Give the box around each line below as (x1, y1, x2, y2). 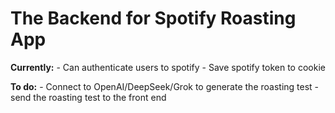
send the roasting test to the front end (10, 91, 167, 103)
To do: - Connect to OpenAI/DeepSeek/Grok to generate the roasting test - (10, 80, 320, 92)
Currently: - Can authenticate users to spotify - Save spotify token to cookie (10, 61, 326, 73)
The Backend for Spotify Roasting (10, 7, 297, 30)
